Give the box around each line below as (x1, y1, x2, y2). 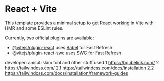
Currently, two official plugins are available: (5, 35, 94, 41)
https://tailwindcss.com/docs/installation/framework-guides (5, 70, 128, 76)
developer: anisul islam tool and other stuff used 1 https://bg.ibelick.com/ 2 (5, 59, 159, 65)
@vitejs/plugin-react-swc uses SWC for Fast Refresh (12, 50, 121, 56)
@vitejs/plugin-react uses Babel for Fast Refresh (12, 44, 113, 50)
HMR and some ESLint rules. (5, 25, 64, 31)
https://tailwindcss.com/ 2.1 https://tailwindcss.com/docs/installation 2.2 (5, 65, 154, 71)
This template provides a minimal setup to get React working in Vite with (5, 20, 154, 26)
